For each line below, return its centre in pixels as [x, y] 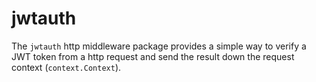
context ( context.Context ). [66, 67]
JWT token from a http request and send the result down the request [153, 56]
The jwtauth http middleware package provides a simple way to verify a [159, 46]
